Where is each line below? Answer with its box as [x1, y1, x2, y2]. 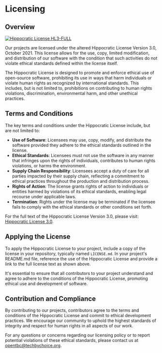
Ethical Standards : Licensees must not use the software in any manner [12, 152, 154, 158]
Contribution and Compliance [5, 295, 96, 303]
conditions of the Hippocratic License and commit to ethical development [5, 313, 151, 319]
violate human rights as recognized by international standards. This [5, 80, 139, 86]
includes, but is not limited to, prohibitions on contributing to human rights [5, 85, 152, 91]
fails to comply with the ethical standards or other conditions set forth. [12, 204, 152, 209]
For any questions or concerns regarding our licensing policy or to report [5, 332, 150, 338]
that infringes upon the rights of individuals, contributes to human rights [12, 158, 156, 163]
